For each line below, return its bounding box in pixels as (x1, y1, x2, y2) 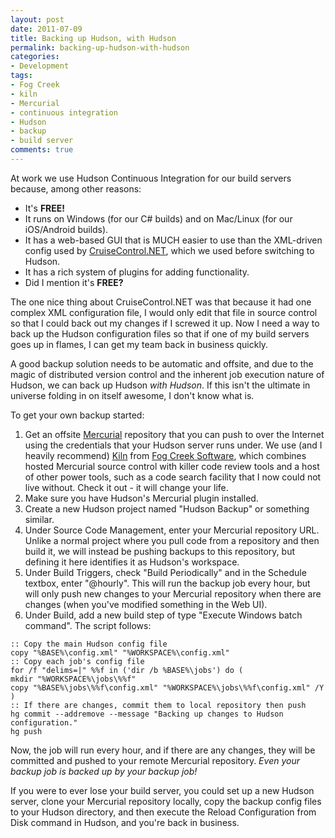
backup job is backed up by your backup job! (10, 765, 198, 777)
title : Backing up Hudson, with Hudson (10, 33, 177, 43)
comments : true (10, 145, 74, 155)
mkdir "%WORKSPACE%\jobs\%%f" (10, 674, 137, 684)
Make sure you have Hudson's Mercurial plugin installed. (24, 492, 259, 504)
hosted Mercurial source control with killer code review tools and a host (24, 460, 320, 472)
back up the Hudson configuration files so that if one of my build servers (10, 327, 310, 340)
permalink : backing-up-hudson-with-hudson (10, 42, 190, 53)
